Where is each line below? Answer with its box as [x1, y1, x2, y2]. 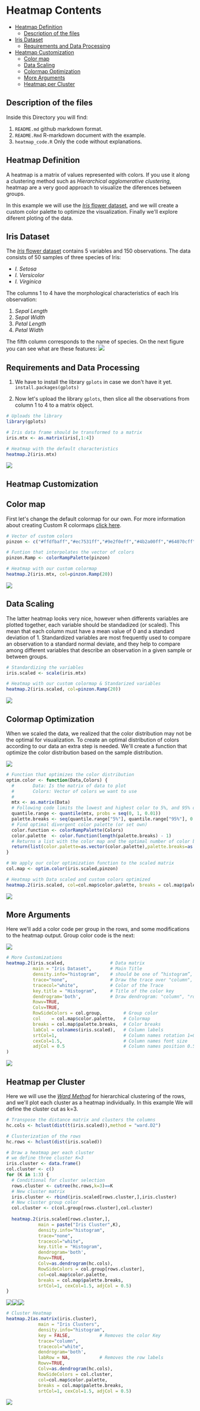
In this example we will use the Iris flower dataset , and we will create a [6, 201, 179, 209]
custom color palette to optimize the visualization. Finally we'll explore [6, 208, 178, 215]
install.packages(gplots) [14, 385, 79, 391]
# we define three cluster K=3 [6, 1155, 84, 1161]
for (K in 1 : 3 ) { [6, 1172, 49, 1178]
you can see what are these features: [6, 345, 98, 352]
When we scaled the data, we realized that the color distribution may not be [6, 730, 192, 737]
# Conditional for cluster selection [11, 1177, 105, 1183]
